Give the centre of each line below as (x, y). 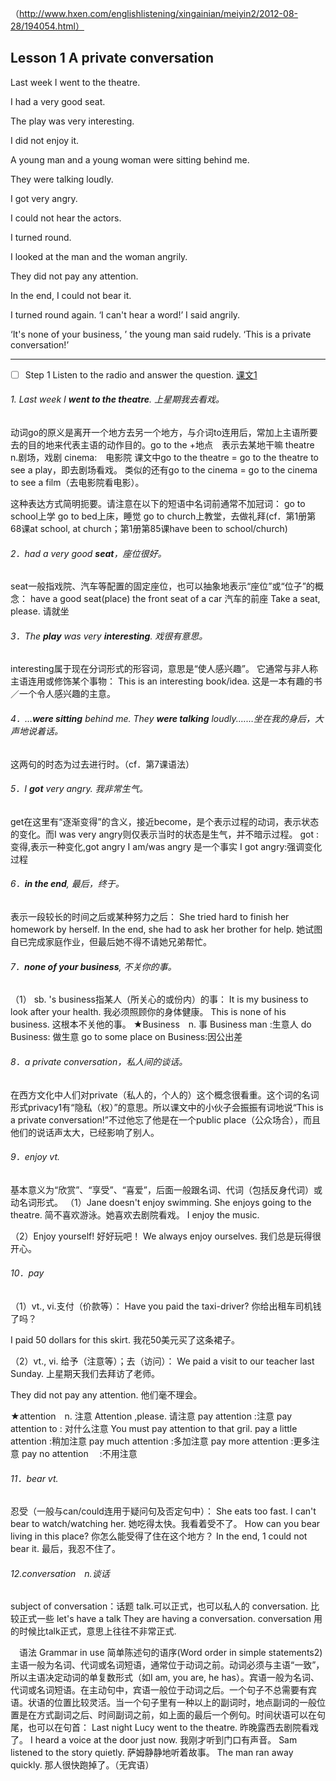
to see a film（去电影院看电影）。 (77, 483)
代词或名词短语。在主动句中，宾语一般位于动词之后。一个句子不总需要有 (159, 1690)
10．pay (27, 1273)
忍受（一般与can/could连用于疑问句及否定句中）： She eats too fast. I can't (163, 1511)
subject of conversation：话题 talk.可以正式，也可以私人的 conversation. (159, 1606)
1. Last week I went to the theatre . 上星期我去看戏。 (117, 399)
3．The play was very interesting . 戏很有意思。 (109, 636)
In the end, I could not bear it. (71, 295)
